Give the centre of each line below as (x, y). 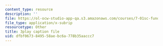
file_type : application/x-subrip (39, 23)
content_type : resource (29, 9)
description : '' (21, 14)
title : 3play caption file (32, 32)
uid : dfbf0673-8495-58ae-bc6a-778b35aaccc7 (50, 36)
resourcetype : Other (26, 27)
